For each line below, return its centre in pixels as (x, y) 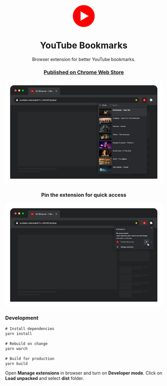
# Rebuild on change (27, 344)
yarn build (16, 364)
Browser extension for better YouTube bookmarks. (84, 59)
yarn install (19, 334)
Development (22, 318)
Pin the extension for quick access (84, 195)
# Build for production (30, 359)
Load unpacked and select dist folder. (45, 379)
